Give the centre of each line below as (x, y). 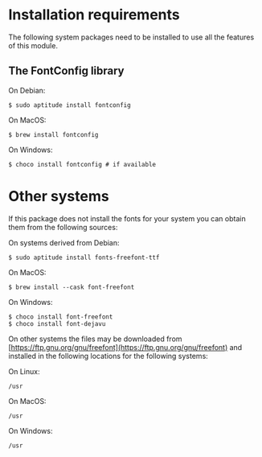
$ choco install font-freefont (61, 317)
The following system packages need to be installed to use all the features (131, 37)
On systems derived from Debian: (64, 242)
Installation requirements (94, 15)
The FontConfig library (66, 71)
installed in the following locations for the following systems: (108, 356)
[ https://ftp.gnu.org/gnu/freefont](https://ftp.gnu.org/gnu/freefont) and (125, 347)
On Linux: (24, 371)
